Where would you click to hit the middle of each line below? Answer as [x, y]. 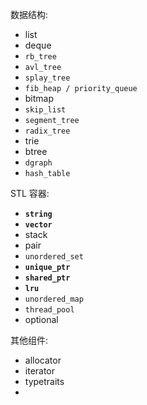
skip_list [45, 110]
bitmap [39, 98]
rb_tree [40, 57]
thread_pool [49, 310]
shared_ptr [47, 278]
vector [38, 225]
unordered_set [54, 257]
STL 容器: [30, 193]
